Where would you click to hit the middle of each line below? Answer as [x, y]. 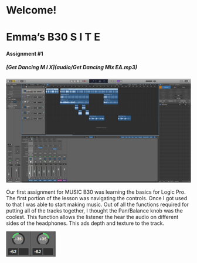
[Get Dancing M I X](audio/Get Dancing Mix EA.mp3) [72, 67]
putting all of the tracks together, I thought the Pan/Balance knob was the [94, 211]
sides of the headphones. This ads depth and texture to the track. [85, 223]
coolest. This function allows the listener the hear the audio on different [92, 217]
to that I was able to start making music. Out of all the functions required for [98, 205]
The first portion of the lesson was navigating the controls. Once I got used [97, 198]
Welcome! [31, 10]
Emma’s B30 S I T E [53, 37]
